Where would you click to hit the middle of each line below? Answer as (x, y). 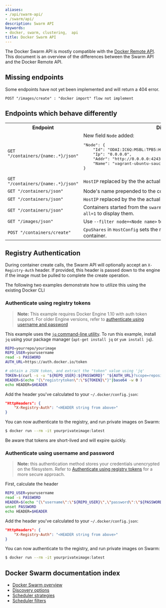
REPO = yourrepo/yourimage (31, 348)
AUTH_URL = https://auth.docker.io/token (46, 362)
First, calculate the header (32, 484)
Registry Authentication (43, 253)
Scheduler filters (29, 601)
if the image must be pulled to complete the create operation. (67, 275)
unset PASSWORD (21, 507)
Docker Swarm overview (37, 585)
